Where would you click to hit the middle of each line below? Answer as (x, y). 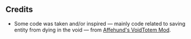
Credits (19, 10)
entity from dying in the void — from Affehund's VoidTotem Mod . (92, 30)
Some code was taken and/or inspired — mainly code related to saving (100, 23)
